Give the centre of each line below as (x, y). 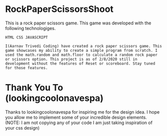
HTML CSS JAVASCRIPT (27, 37)
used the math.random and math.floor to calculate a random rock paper (81, 55)
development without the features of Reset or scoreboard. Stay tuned (80, 63)
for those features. (27, 68)
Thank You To (34, 88)
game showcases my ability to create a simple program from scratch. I (81, 50)
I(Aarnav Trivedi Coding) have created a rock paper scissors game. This (84, 46)
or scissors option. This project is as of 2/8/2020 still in (71, 59)
